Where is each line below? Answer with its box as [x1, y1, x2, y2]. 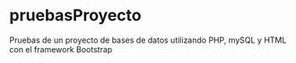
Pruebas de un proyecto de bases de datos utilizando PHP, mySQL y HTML [9, 35, 287, 45]
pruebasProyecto [9, 5, 142, 26]
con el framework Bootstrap [9, 43, 113, 54]
